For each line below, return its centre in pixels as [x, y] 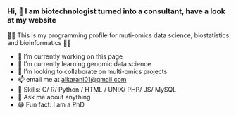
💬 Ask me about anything [54, 97]
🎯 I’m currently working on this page [70, 56]
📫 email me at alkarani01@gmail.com [72, 80]
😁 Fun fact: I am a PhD [51, 104]
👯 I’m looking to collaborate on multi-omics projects [92, 72]
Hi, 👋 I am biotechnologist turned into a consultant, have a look [116, 11]
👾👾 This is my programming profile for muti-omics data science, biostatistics [118, 35]
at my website [32, 20]
